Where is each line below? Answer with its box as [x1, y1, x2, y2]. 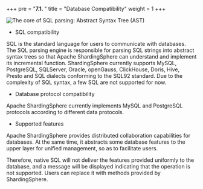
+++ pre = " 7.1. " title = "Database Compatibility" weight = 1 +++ [6, 5, 166, 12]
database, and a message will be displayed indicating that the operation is [6, 163, 190, 170]
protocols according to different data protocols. [6, 109, 124, 115]
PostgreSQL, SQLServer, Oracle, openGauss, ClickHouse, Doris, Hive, [6, 66, 180, 73]
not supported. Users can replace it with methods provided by [6, 169, 161, 176]
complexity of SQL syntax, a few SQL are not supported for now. [6, 78, 167, 86]
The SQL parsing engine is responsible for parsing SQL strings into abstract [6, 46, 195, 54]
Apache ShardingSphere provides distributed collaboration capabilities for [6, 132, 191, 139]
